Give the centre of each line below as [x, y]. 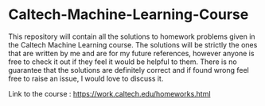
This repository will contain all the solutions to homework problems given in [132, 36]
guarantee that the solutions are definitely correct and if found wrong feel [129, 70]
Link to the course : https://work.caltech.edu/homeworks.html [109, 93]
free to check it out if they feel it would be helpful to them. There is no [123, 62]
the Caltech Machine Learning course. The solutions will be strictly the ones [133, 44]
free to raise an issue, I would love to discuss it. [86, 78]
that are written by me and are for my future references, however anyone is [131, 53]
